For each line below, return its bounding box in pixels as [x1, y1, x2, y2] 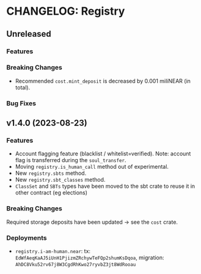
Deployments [6, 234, 47, 242]
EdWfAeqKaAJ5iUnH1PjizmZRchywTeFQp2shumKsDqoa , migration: [15, 254, 164, 261]
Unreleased [6, 29, 52, 39]
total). [15, 84, 31, 91]
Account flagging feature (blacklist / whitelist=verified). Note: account [15, 150, 191, 157]
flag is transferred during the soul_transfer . [15, 157, 126, 164]
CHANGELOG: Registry [6, 4, 125, 18]
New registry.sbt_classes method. [15, 176, 106, 183]
